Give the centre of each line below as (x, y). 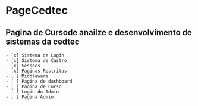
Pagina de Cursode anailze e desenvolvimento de (99, 32)
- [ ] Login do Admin (32, 92)
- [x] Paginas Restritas (36, 71)
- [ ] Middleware (27, 76)
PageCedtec (37, 10)
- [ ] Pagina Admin (30, 97)
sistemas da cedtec (43, 41)
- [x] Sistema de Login (35, 55)
